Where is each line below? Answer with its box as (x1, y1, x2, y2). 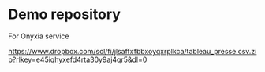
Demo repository (8, 5, 121, 23)
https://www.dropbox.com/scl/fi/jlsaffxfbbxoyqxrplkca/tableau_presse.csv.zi (8, 46, 257, 56)
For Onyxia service (8, 31, 69, 41)
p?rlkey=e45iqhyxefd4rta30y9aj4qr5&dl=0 (8, 55, 147, 64)
